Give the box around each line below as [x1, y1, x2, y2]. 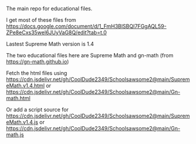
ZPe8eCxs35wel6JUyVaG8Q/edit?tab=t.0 [6, 29, 107, 36]
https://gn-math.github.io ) [6, 58, 69, 65]
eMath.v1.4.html [6, 82, 45, 89]
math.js [6, 131, 24, 138]
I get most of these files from [6, 17, 77, 23]
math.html [6, 94, 31, 102]
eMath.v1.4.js [6, 119, 38, 126]
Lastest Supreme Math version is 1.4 [6, 41, 94, 47]
